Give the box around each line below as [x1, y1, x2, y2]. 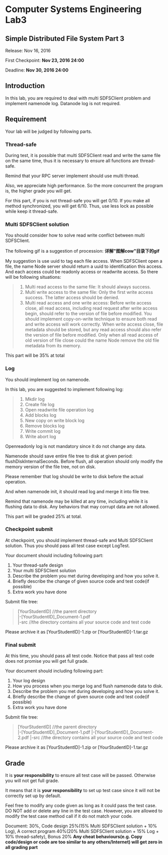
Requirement [5, 115, 47, 124]
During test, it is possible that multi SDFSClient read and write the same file [5, 152, 161, 158]
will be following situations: [5, 274, 61, 280]
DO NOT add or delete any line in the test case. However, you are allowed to [5, 808, 162, 814]
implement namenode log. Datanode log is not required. [5, 100, 121, 106]
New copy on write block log [25, 417, 85, 423]
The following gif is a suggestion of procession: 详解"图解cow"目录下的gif [5, 248, 160, 254]
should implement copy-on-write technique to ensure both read [25, 316, 157, 322]
